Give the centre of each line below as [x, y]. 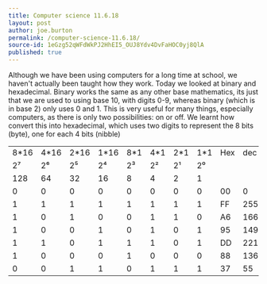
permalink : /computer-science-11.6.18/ [74, 38]
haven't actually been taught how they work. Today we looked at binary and [132, 83]
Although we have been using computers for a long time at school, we [123, 75]
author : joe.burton [41, 30]
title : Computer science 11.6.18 [64, 15]
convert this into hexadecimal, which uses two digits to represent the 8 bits [131, 125]
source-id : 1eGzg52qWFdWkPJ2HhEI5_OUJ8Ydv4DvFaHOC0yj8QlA [106, 45]
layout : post [30, 23]
